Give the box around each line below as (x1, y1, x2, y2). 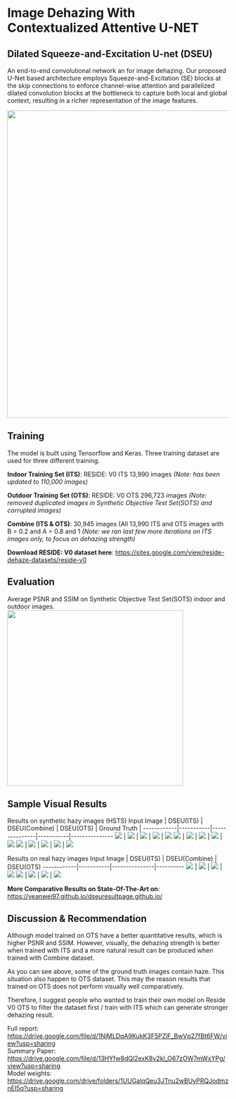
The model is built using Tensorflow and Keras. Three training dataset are (7, 448, 220, 457)
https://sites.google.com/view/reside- (114, 548, 225, 557)
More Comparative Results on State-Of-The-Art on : (7, 885, 160, 893)
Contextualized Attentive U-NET (7, 20, 199, 36)
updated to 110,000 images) (7, 477, 88, 486)
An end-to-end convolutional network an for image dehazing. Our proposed (7, 67, 227, 74)
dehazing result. (7, 1010, 54, 1020)
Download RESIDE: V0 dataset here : (7, 548, 114, 557)
